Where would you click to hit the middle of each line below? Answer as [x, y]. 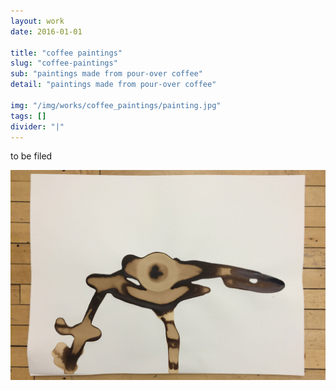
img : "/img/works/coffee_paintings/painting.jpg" [116, 105]
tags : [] [28, 116]
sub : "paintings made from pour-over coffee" [106, 74]
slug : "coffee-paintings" [64, 63]
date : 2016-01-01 [46, 31]
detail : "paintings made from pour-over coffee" [113, 85]
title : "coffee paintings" [66, 53]
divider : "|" [37, 126]
